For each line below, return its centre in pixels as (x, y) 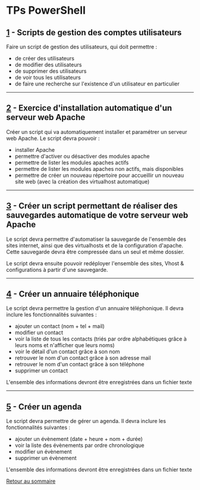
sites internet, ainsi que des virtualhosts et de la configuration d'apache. (95, 245)
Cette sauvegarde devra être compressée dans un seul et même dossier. (95, 252)
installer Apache (35, 149)
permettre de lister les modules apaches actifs (72, 163)
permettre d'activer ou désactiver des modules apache (82, 156)
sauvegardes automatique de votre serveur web (97, 215)
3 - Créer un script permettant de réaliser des (92, 206)
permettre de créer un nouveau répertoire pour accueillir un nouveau (99, 175)
